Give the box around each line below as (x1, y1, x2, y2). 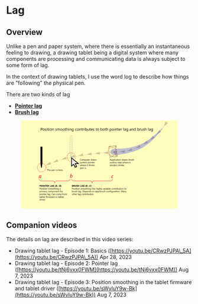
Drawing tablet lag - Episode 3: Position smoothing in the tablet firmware (14, 279, 192, 286)
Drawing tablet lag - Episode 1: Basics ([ (14, 247, 112, 254)
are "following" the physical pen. (6, 79, 86, 86)
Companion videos (6, 220, 77, 230)
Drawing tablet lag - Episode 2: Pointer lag (14, 260, 118, 267)
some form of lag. (6, 62, 50, 69)
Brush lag (14, 109, 40, 115)
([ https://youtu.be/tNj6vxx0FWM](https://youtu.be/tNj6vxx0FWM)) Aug (14, 266, 189, 273)
